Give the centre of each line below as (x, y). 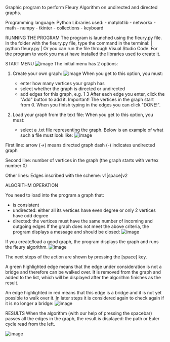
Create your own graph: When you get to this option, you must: (88, 73)
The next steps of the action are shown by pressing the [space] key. (76, 257)
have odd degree (30, 216)
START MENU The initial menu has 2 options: (62, 64)
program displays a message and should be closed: (66, 232)
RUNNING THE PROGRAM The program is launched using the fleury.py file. (84, 38)
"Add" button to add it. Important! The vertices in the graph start (87, 99)
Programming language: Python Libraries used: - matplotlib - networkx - (80, 23)
